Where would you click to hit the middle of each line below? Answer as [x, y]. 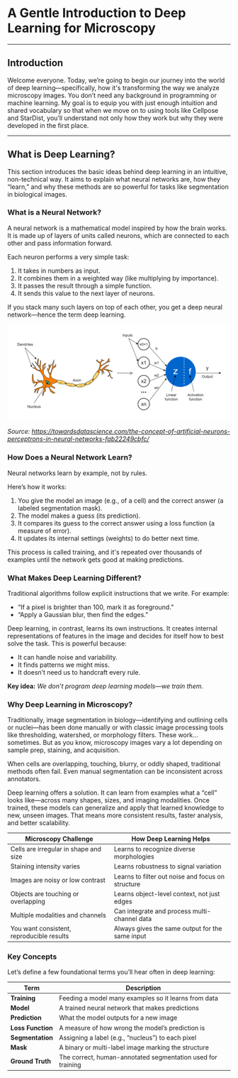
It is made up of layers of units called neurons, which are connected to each [118, 235]
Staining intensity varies [45, 866]
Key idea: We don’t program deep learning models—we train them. [106, 686]
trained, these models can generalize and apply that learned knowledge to [116, 808]
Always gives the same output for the [168, 929]
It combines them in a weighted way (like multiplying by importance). [118, 278]
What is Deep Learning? [61, 154]
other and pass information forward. [60, 243]
